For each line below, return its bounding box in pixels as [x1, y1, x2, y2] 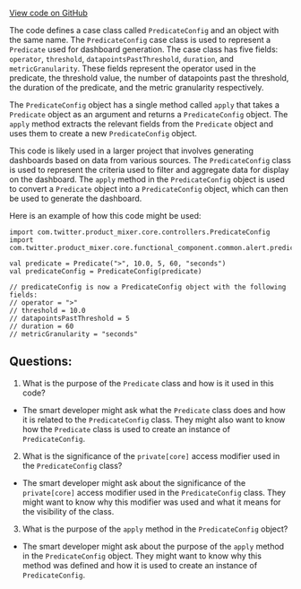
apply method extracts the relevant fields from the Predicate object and [9, 118, 273, 129]
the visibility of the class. [21, 506, 115, 516]
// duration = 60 [9, 322, 74, 331]
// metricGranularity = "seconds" [9, 330, 139, 339]
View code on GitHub [9, 8, 88, 18]
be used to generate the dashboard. [9, 193, 142, 204]
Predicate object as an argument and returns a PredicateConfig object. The [9, 109, 288, 119]
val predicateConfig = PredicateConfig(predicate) [9, 267, 202, 276]
